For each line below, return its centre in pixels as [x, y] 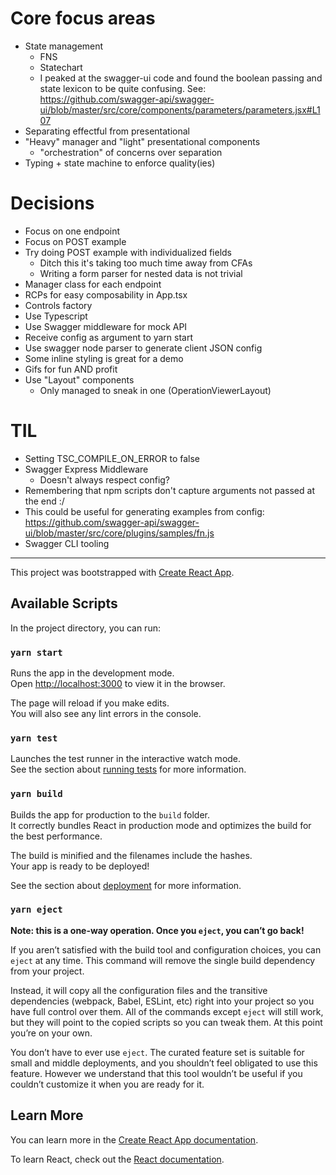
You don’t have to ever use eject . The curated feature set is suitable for [157, 1052]
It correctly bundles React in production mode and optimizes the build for [161, 825]
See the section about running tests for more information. [128, 769]
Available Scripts [64, 603]
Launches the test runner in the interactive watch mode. [126, 759]
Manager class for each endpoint [93, 284]
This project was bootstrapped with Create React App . [122, 572]
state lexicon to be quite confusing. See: [123, 88]
